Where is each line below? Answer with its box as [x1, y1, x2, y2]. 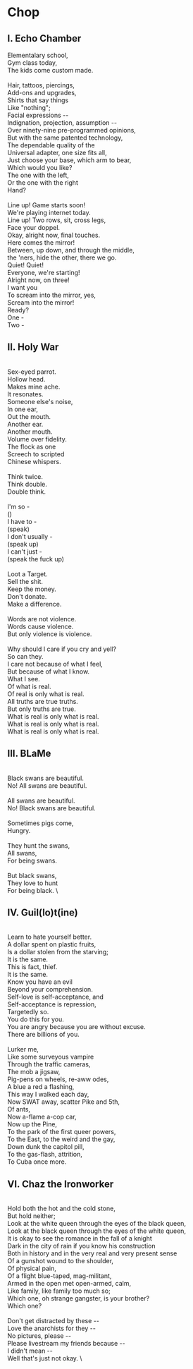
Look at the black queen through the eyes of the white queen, [7, 1227, 187, 1235]
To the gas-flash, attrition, [7, 1150, 83, 1159]
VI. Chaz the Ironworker [7, 1178, 114, 1190]
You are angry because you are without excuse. [7, 1023, 146, 1031]
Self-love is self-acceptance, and [7, 992, 104, 1002]
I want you [7, 284, 38, 291]
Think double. [7, 480, 48, 488]
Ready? [7, 306, 30, 314]
